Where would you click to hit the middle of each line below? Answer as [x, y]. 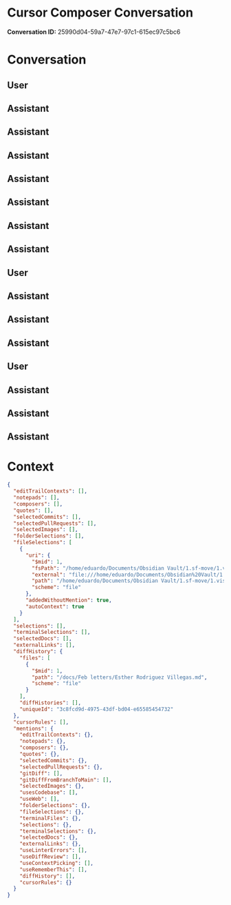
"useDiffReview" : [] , [50, 857]
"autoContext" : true [55, 606]
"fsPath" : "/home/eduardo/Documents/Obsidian [98, 568]
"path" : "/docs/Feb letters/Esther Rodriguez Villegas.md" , [120, 677]
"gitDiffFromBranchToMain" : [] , [66, 780]
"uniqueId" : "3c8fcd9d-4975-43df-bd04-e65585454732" [97, 709]
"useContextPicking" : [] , [57, 863]
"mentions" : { [33, 728]
